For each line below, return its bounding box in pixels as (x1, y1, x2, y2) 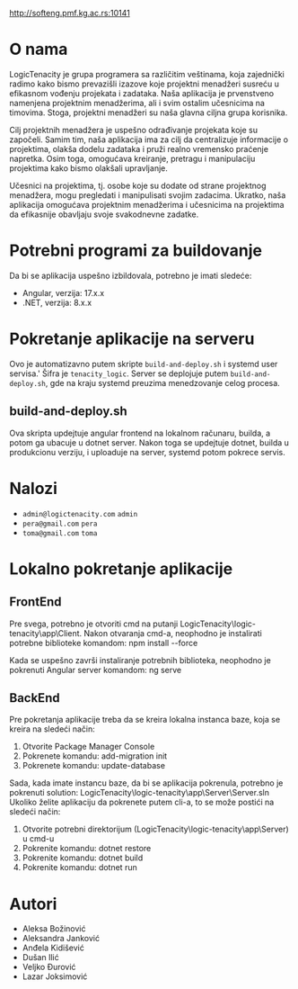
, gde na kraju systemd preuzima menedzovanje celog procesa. (45, 377, 280, 388)
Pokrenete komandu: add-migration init (22, 751, 168, 761)
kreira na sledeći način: (9, 724, 96, 734)
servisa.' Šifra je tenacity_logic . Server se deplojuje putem (9, 368, 229, 379)
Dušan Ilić (22, 952, 60, 963)
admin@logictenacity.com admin (22, 509, 138, 518)
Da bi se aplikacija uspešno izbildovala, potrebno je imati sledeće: (9, 270, 252, 281)
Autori (9, 894, 57, 914)
